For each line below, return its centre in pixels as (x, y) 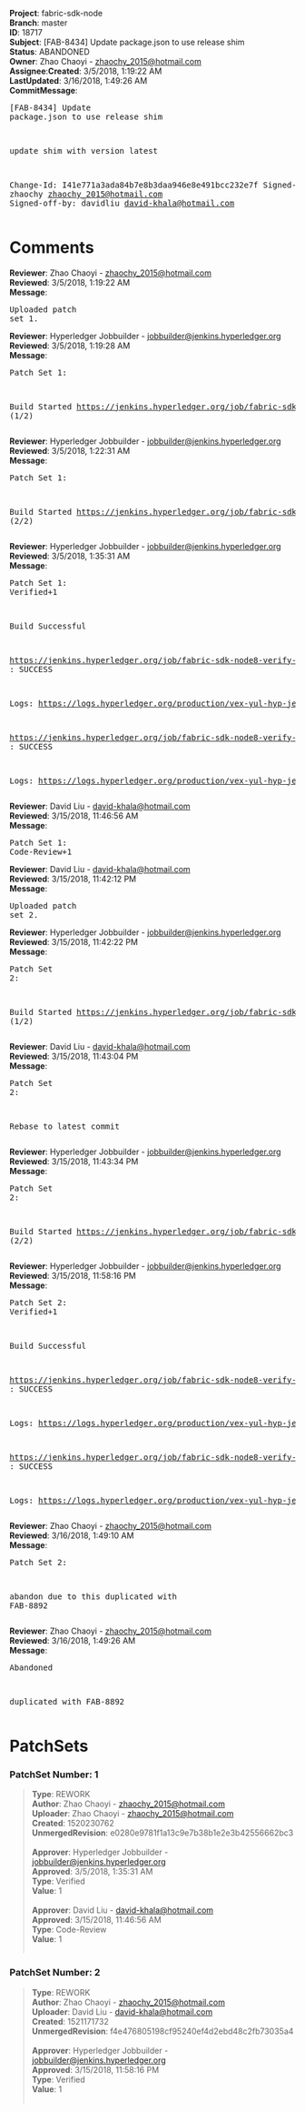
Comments (52, 248)
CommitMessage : (44, 91)
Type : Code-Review (69, 1930)
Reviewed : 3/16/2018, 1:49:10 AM (72, 1535)
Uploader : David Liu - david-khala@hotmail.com (122, 2011)
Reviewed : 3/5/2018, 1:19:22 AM (70, 282)
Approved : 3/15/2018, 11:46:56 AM (96, 1920)
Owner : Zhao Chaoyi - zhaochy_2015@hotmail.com (105, 61)
